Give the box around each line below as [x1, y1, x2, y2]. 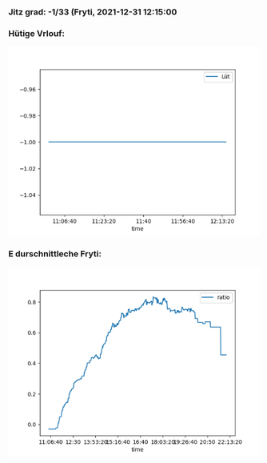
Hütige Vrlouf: [8, 27, 66, 38]
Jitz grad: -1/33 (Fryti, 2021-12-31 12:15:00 [8, 6, 177, 18]
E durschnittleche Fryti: [8, 248, 102, 260]
